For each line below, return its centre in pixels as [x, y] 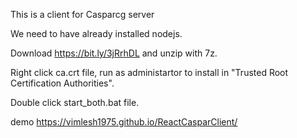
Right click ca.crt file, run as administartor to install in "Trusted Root [149, 72]
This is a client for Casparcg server [82, 14]
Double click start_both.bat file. [75, 102]
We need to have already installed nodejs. [96, 33]
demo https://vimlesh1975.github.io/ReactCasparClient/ [124, 122]
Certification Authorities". [62, 83]
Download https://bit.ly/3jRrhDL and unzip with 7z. [114, 53]
